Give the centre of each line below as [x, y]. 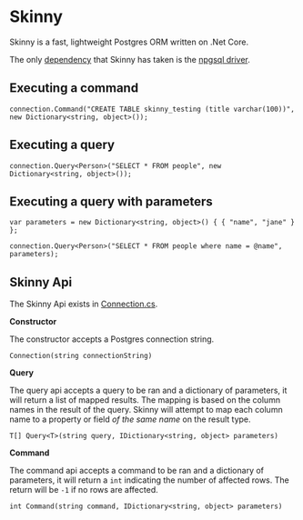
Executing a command [74, 88]
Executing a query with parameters [111, 201]
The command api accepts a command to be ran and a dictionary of [137, 471]
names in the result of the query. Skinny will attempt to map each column [146, 410]
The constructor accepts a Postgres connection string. [112, 339]
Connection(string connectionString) [81, 356]
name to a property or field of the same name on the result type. [131, 419]
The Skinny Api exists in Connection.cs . [84, 304]
